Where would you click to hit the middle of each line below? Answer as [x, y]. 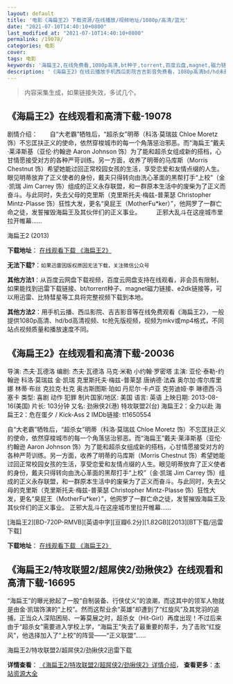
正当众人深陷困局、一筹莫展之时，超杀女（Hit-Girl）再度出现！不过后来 [121, 617]
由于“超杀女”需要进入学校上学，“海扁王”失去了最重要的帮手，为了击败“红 [111, 626]
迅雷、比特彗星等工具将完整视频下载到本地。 [83, 297]
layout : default [31, 14]
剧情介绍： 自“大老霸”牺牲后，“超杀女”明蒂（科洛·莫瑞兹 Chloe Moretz [113, 134]
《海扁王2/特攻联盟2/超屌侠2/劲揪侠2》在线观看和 [115, 570]
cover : [17, 53]
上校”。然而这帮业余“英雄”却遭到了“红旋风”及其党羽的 [137, 609]
